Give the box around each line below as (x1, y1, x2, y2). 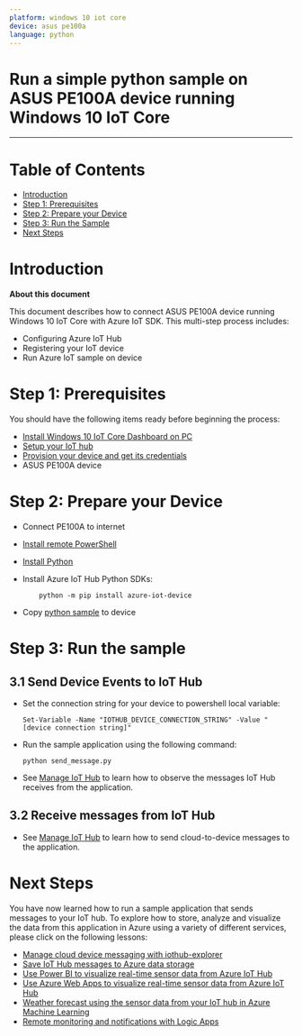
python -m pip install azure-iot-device (39, 591, 192, 600)
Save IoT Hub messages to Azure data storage (22, 959, 195, 969)
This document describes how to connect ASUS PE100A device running (9, 306, 276, 317)
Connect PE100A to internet (22, 522, 126, 532)
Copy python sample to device (22, 607, 137, 618)
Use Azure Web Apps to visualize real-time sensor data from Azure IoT (22, 977, 285, 988)
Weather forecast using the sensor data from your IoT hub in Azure (22, 996, 271, 1007)
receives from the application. (22, 782, 133, 793)
